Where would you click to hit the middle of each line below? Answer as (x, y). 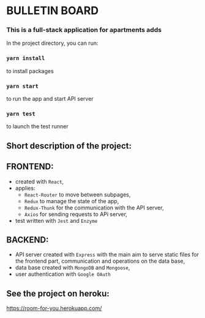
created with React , (39, 181)
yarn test (21, 114)
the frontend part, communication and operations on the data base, (100, 261)
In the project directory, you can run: (52, 43)
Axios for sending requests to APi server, (76, 214)
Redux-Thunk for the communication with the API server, (94, 207)
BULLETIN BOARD (53, 11)
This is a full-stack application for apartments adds (84, 30)
